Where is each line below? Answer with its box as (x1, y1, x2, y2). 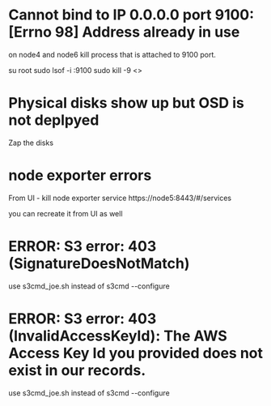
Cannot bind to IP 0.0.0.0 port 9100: (8, 6, 255, 24)
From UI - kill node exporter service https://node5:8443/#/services (8, 193, 232, 203)
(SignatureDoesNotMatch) (8, 254, 190, 272)
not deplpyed (8, 111, 100, 130)
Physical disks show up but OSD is (8, 94, 244, 113)
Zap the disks (8, 138, 54, 147)
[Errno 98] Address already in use (8, 23, 240, 41)
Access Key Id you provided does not (8, 344, 264, 362)
